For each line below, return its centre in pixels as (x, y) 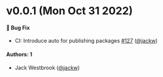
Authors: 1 (19, 54)
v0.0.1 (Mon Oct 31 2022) (70, 11)
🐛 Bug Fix (18, 27)
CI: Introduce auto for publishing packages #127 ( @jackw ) (86, 41)
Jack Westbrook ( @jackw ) (47, 68)
